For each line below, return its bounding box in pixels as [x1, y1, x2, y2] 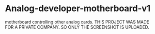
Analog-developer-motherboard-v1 [5, 3, 151, 14]
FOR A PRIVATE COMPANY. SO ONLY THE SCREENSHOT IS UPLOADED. [5, 24, 149, 30]
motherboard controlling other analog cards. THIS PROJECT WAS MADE [5, 19, 150, 25]
